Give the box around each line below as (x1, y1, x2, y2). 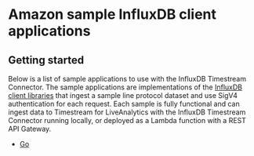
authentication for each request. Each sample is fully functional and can (8, 100, 241, 108)
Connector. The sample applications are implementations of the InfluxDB (8, 82, 243, 92)
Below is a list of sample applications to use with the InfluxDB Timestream (8, 74, 247, 83)
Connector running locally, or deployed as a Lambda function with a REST (8, 116, 247, 125)
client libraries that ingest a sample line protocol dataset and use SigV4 (8, 91, 238, 100)
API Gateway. (8, 124, 52, 133)
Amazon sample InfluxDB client (8, 5, 217, 24)
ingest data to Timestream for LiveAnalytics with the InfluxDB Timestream (8, 107, 246, 117)
